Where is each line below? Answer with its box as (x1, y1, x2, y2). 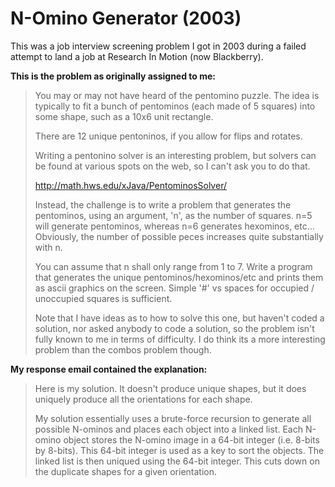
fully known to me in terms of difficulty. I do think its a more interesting (34, 333, 326, 345)
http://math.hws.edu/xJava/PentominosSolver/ (34, 179, 227, 191)
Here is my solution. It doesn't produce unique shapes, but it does (34, 382, 307, 394)
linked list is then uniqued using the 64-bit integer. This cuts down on (34, 455, 320, 467)
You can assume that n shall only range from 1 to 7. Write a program (34, 260, 313, 272)
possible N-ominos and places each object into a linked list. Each (34, 423, 303, 435)
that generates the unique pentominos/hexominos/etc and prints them (34, 271, 324, 283)
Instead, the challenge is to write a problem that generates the (34, 198, 292, 211)
